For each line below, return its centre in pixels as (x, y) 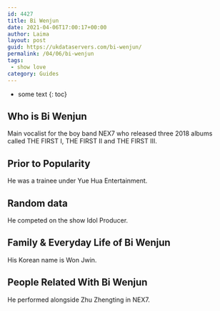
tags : (15, 61)
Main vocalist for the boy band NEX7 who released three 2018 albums (110, 133)
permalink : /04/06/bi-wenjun (51, 54)
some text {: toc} (42, 94)
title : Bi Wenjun (33, 21)
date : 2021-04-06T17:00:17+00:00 (57, 27)
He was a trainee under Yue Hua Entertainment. (77, 181)
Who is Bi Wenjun (47, 116)
